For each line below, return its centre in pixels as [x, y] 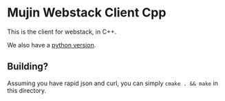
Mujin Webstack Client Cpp [87, 13]
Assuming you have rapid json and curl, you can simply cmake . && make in [113, 83]
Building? [28, 67]
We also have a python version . [52, 45]
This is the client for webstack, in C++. [62, 32]
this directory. [27, 90]
